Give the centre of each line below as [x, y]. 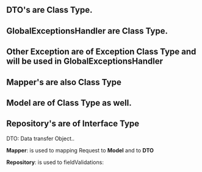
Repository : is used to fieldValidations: [55, 162]
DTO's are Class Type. [49, 10]
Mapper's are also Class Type [64, 82]
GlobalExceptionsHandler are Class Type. [87, 31]
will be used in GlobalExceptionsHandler [85, 62]
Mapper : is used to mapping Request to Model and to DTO [80, 150]
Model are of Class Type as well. [69, 103]
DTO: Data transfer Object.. [41, 138]
